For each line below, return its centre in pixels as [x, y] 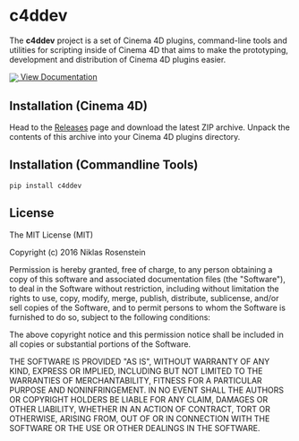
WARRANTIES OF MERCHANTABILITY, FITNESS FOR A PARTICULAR [136, 380]
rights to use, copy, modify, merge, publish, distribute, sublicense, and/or [144, 298]
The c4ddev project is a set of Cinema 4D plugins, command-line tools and [149, 40]
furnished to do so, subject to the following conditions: [110, 317]
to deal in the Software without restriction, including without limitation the [144, 289]
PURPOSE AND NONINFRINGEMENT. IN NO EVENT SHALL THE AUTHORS [147, 390]
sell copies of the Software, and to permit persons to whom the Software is [148, 307]
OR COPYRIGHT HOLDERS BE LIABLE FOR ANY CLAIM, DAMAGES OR [139, 399]
